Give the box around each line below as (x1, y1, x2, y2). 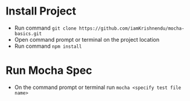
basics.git (14, 30, 42, 37)
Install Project (5, 4, 77, 18)
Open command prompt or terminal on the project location (14, 36, 160, 43)
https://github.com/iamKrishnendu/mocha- (78, 25, 185, 31)
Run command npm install (14, 42, 82, 50)
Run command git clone (14, 24, 77, 31)
